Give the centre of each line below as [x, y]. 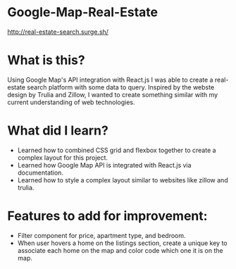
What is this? [46, 60]
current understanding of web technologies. [71, 102]
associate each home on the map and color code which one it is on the [120, 250]
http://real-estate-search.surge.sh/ [58, 32]
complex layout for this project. [62, 157]
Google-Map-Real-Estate [83, 12]
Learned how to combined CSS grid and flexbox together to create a [117, 150]
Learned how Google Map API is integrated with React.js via [104, 165]
